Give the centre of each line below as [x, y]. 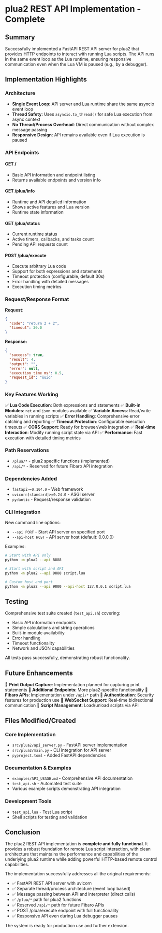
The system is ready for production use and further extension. [67, 926]
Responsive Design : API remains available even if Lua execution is [78, 135]
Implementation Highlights [46, 79]
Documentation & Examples [38, 768]
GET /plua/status [22, 223]
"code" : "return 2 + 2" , [34, 323]
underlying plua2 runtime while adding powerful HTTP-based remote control [81, 859]
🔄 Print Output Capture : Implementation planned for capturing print [72, 685]
